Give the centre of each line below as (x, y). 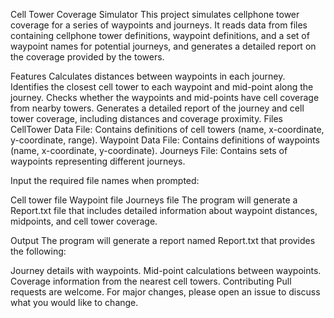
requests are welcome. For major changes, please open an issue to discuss (165, 292)
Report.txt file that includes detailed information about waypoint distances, (164, 210)
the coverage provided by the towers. (87, 57)
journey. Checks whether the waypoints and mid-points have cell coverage (165, 97)
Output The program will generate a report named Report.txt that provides (163, 240)
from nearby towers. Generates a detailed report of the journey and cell (157, 108)
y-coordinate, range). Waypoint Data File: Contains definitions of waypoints (165, 140)
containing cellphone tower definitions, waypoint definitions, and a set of (160, 35)
